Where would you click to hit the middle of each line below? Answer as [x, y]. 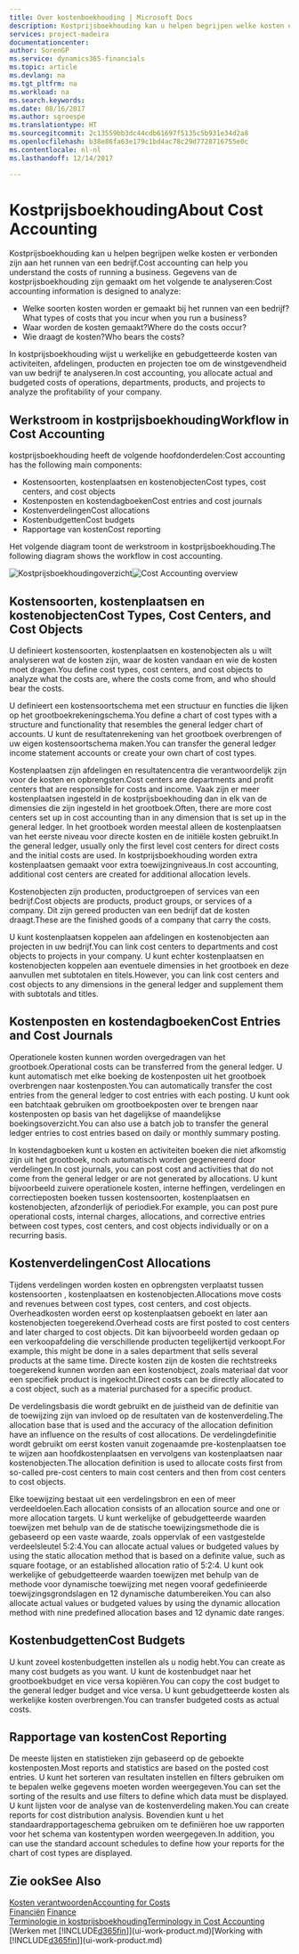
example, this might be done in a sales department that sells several [133, 1350]
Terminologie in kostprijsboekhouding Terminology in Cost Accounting [137, 1922]
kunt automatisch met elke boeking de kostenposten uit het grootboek [138, 1076]
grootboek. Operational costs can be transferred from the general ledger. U [146, 1066]
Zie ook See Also [55, 1881]
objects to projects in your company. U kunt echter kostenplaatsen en [137, 956]
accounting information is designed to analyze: [95, 291]
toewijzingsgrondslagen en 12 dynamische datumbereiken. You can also [140, 1593]
